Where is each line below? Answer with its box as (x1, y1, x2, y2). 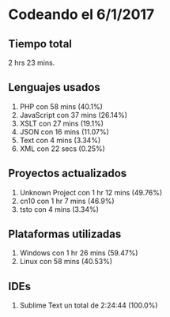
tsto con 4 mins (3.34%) (19, 204, 99, 214)
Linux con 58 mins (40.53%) (19, 257, 113, 266)
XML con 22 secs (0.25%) (19, 144, 105, 153)
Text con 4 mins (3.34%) (19, 135, 101, 145)
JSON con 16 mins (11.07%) (19, 126, 109, 136)
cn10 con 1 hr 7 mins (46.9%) (19, 196, 115, 206)
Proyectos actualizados (8, 167, 127, 180)
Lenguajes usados (8, 81, 100, 94)
